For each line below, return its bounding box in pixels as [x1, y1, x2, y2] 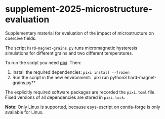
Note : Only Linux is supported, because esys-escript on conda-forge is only [5, 104, 161, 110]
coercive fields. [5, 35, 37, 41]
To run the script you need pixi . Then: [5, 59, 82, 65]
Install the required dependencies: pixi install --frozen [12, 69, 130, 75]
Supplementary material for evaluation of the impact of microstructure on [5, 30, 154, 36]
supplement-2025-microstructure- [5, 3, 153, 15]
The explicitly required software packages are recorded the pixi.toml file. [5, 89, 156, 95]
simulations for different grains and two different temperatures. [5, 50, 133, 56]
